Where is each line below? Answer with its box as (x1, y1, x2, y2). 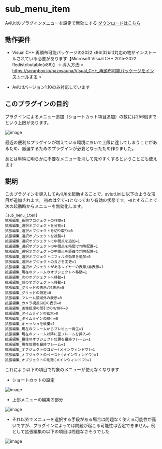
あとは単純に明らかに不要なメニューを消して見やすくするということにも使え (5, 155, 158, 161)
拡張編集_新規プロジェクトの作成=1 (5, 218, 66, 223)
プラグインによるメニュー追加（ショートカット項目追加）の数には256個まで (5, 113, 157, 120)
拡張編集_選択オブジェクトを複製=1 (5, 234, 66, 239)
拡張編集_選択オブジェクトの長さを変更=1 (5, 259, 76, 264)
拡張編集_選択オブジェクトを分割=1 (5, 224, 66, 228)
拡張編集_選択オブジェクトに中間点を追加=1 (5, 239, 80, 244)
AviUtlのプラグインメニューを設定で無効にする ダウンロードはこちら (5, 20, 141, 26)
